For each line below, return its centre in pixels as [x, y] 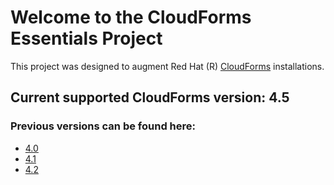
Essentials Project [86, 38]
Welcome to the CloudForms [131, 17]
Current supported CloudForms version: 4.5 [150, 97]
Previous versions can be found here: [103, 126]
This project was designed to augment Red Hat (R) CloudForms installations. [167, 66]
